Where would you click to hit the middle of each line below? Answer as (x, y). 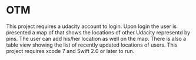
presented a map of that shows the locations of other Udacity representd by (98, 32)
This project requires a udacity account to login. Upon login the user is (92, 26)
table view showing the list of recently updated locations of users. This (92, 45)
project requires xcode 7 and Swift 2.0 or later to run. (70, 51)
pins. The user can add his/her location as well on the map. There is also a (96, 38)
